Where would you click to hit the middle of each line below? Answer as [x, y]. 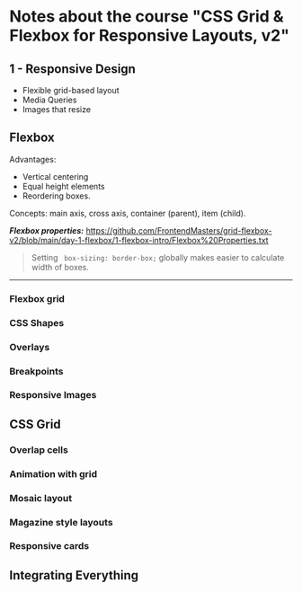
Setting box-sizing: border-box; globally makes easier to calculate [158, 257]
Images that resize [57, 109]
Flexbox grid [37, 298]
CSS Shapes [37, 323]
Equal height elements [63, 186]
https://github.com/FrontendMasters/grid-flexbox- [179, 230]
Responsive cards [49, 546]
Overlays [30, 347]
